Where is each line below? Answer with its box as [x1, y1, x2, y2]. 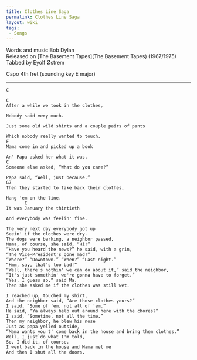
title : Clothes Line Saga [6, 8, 69, 15]
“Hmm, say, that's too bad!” [6, 262, 77, 268]
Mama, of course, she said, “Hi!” [6, 241, 91, 247]
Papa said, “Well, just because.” [6, 174, 91, 181]
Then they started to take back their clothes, [6, 185, 125, 191]
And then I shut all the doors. [6, 349, 85, 355]
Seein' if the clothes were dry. [6, 231, 88, 237]
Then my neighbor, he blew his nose [6, 318, 96, 325]
